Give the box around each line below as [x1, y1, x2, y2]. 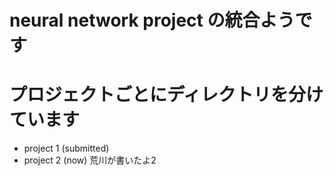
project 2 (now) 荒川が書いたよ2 [23, 154, 157, 166]
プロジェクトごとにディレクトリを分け [9, 84, 324, 106]
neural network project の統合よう [9, 9, 296, 32]
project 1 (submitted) [23, 142, 110, 155]
